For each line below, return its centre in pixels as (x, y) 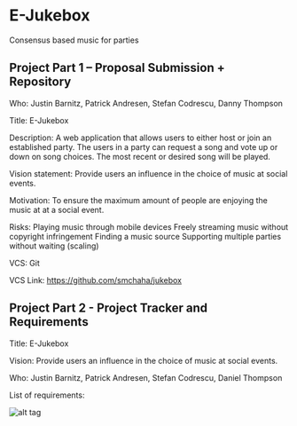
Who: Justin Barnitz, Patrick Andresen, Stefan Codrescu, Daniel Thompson (146, 377)
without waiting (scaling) (54, 246)
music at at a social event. (57, 209)
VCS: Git (24, 263)
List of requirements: (47, 395)
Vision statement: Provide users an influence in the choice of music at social (148, 173)
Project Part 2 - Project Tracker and (109, 308)
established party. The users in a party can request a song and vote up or (144, 146)
